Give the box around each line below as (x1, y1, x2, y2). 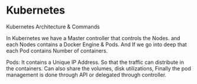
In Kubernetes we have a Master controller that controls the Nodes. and (6, 34, 180, 41)
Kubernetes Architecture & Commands (6, 23, 100, 30)
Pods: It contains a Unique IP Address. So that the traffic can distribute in (6, 59, 185, 66)
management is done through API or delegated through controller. (6, 71, 167, 78)
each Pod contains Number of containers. (6, 47, 108, 54)
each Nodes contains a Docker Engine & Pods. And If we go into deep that (6, 41, 188, 48)
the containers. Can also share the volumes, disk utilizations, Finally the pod (6, 64, 191, 72)
